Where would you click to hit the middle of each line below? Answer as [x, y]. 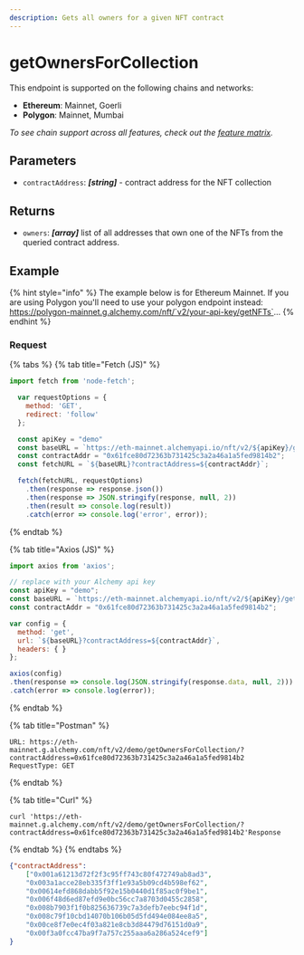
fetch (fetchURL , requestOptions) [81, 481]
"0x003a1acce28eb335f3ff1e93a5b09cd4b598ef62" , [117, 883]
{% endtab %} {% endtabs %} [66, 849]
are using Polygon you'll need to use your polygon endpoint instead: [137, 302]
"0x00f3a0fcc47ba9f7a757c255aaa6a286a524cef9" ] [117, 933]
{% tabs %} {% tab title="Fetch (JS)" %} [85, 365]
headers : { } [42, 649]
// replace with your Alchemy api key [82, 582]
